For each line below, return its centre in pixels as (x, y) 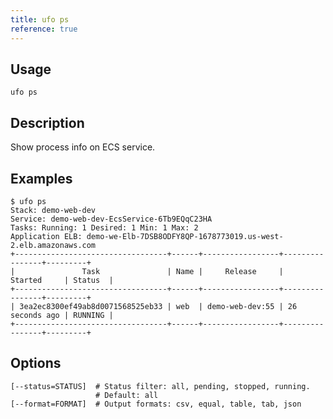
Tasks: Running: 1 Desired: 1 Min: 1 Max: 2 (104, 227)
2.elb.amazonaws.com (53, 245)
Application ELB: (46, 236)
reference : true (44, 29)
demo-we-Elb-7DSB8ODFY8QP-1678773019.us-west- (185, 236)
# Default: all (127, 395)
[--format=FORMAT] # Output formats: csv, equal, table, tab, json (156, 404)
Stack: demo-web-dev (53, 210)
